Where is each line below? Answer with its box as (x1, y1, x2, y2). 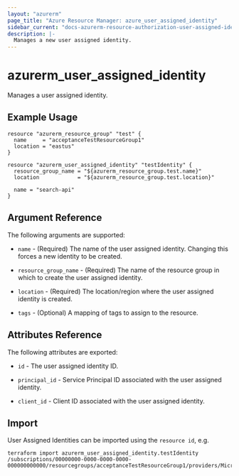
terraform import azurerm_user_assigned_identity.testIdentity (7, 450, 199, 457)
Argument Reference (7, 212, 102, 224)
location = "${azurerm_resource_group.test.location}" (14, 173, 215, 181)
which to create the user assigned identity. (17, 273, 143, 281)
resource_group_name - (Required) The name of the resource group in (17, 266, 220, 274)
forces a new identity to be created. (17, 251, 122, 260)
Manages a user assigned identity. (7, 91, 108, 99)
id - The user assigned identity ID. (17, 362, 119, 370)
